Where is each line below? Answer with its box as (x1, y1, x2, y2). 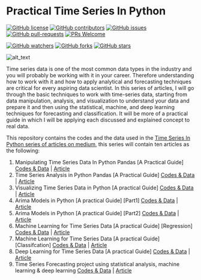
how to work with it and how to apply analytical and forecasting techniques (6, 78, 192, 85)
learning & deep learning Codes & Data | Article (14, 267, 132, 274)
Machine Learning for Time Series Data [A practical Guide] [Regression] (14, 222, 193, 229)
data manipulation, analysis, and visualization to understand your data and (6, 97, 190, 104)
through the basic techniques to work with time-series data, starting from (6, 91, 188, 98)
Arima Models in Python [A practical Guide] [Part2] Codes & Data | (14, 209, 179, 216)
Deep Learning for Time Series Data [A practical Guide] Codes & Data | (14, 248, 190, 255)
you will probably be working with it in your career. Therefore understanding (6, 71, 194, 79)
